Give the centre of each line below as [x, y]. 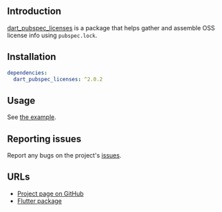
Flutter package [39, 201]
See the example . [32, 117]
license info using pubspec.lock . [52, 35]
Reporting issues [44, 139]
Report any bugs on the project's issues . [64, 155]
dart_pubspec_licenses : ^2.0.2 [58, 79]
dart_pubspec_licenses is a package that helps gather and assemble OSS [111, 28]
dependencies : [27, 73]
